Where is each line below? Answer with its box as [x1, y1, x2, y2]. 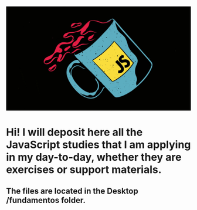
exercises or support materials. [6, 162, 162, 176]
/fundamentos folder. [6, 195, 86, 205]
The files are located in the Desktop [6, 186, 139, 197]
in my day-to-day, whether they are [6, 150, 182, 164]
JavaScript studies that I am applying [6, 138, 191, 151]
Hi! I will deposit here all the [6, 126, 143, 138]
